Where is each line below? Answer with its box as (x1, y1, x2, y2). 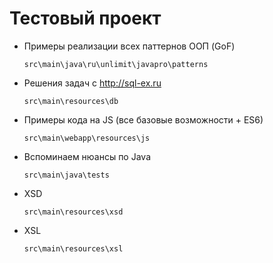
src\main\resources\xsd (23, 207, 124, 217)
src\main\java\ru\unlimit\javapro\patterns (23, 59, 209, 69)
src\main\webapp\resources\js (23, 133, 151, 143)
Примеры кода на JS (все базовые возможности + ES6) (23, 113, 264, 126)
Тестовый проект (9, 7, 162, 30)
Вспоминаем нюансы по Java (23, 150, 152, 162)
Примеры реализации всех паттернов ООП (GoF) (23, 40, 236, 52)
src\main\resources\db (23, 96, 119, 106)
